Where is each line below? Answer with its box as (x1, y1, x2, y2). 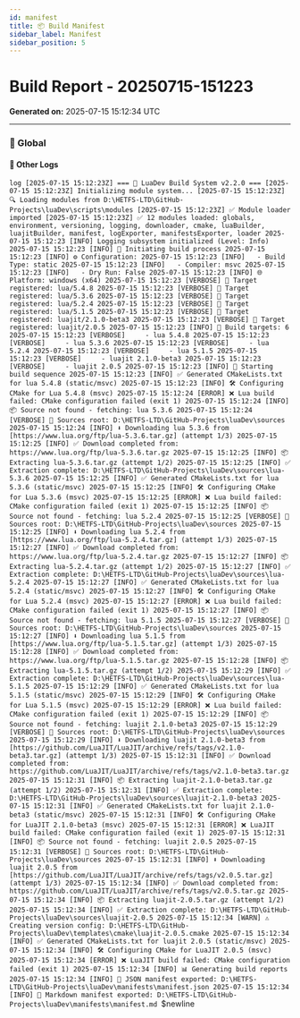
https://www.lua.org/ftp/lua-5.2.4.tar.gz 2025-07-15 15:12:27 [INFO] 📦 (9, 552, 288, 562)
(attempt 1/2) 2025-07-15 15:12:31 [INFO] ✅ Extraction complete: (9, 786, 263, 795)
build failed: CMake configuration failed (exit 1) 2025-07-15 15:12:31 (9, 828, 286, 837)
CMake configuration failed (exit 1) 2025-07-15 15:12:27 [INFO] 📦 (9, 606, 270, 615)
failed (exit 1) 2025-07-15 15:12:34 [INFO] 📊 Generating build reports (9, 965, 288, 974)
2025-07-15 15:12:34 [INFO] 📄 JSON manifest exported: (9, 975, 218, 984)
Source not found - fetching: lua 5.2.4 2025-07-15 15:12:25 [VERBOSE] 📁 (9, 512, 290, 522)
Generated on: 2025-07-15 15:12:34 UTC (9, 106, 161, 117)
